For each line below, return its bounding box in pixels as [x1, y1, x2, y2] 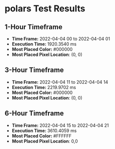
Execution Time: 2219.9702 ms [11, 84, 76, 90]
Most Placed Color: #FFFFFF [11, 133, 72, 139]
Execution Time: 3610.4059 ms [11, 127, 77, 134]
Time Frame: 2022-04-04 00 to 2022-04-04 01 [11, 36, 110, 42]
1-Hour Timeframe [4, 23, 62, 31]
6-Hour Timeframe [4, 109, 64, 118]
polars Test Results [4, 3, 85, 14]
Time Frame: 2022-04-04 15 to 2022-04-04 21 [11, 122, 109, 128]
